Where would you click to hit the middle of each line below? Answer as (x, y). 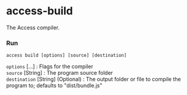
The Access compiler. (33, 27)
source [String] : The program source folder (60, 73)
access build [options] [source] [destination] (67, 56)
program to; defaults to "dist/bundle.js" (54, 85)
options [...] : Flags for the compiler (50, 66)
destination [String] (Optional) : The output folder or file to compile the (93, 79)
